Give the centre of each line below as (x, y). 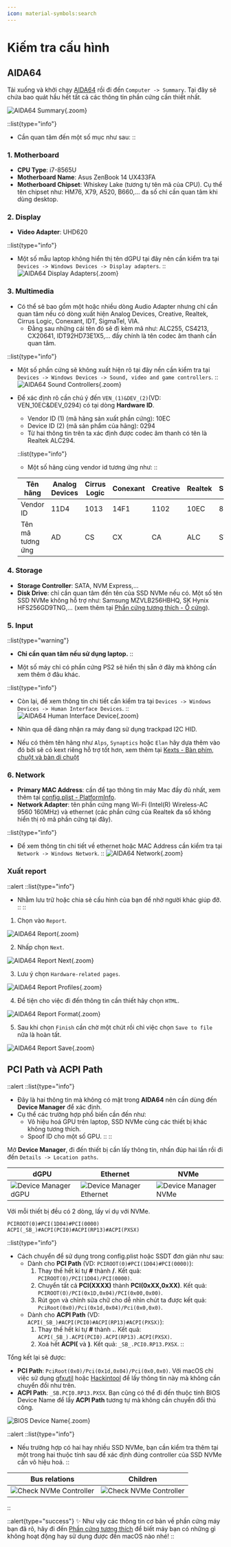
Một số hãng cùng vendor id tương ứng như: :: (92, 467)
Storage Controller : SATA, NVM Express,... (78, 585)
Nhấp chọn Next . (41, 947)
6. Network (26, 775)
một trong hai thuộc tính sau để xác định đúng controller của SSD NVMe (119, 1455)
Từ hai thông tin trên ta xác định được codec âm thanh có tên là (117, 433)
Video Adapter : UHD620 (52, 232)
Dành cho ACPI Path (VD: (63, 1315)
